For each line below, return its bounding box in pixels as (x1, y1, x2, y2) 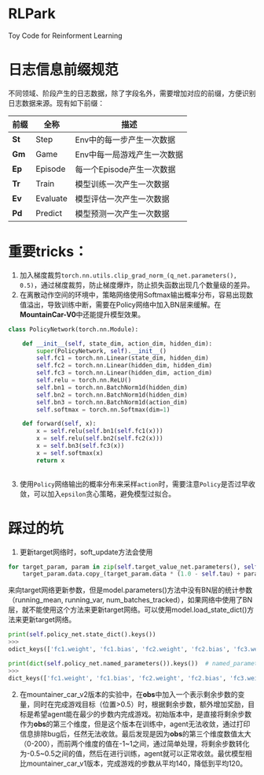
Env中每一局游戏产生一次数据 (75, 149, 184, 160)
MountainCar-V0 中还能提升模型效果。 (19, 309, 145, 319)
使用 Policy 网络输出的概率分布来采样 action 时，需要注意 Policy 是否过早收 (19, 479, 255, 489)
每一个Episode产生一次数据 (75, 163, 176, 174)
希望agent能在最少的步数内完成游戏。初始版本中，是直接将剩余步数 (33, 709, 252, 718)
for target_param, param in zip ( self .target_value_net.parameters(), (8, 563, 241, 571)
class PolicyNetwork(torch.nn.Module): (8, 325, 139, 333)
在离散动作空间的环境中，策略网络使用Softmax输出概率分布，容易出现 (19, 289, 247, 300)
